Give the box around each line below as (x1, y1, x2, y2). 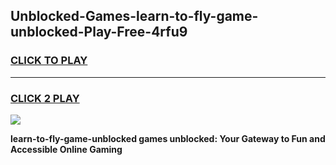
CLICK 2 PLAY (10, 91, 80, 105)
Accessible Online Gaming (10, 143, 123, 155)
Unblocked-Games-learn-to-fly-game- (10, 8, 259, 25)
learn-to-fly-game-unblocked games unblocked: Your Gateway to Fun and (10, 132, 326, 144)
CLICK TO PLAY (10, 54, 88, 68)
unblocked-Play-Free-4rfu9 (10, 24, 188, 41)
